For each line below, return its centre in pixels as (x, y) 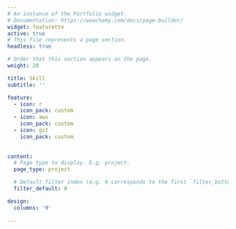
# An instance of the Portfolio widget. (67, 14)
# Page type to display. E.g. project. (72, 163)
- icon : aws (31, 117)
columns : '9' (33, 208)
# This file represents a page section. (67, 40)
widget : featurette (36, 27)
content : (20, 156)
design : (19, 201)
